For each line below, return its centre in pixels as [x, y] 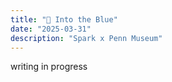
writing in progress [49, 67]
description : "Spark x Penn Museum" [86, 38]
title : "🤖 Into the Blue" [64, 19]
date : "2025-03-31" [51, 29]
